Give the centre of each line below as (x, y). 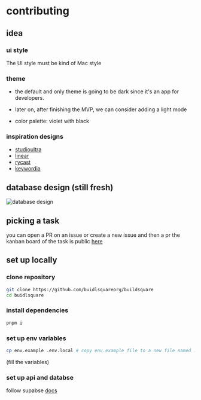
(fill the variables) (28, 362)
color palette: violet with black (52, 121)
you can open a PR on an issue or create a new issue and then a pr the (93, 235)
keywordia (28, 169)
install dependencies (37, 310)
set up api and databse (40, 377)
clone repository (31, 277)
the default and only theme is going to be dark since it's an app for (97, 91)
